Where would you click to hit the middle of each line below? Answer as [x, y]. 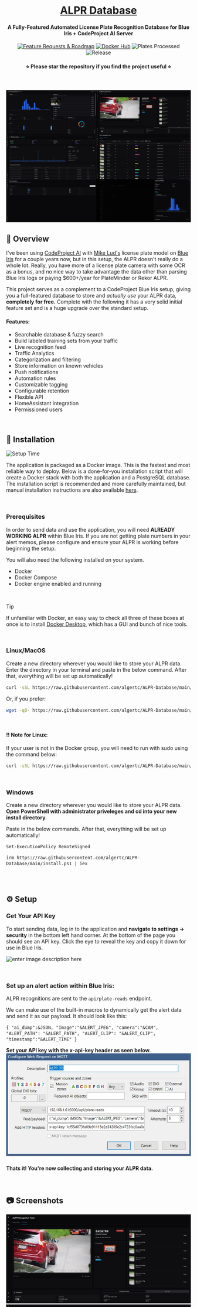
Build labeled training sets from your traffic [66, 341]
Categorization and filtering [47, 359]
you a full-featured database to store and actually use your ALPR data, [91, 296]
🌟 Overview [28, 239]
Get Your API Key [31, 916]
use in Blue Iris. [25, 948]
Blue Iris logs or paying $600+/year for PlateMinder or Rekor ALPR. [87, 278]
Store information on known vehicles [59, 366]
